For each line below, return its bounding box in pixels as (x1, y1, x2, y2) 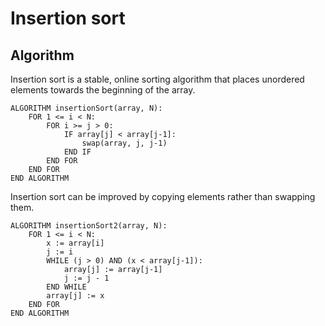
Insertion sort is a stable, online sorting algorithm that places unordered (10, 73, 305, 85)
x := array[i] (46, 238, 105, 248)
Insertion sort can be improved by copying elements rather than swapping (10, 191, 316, 202)
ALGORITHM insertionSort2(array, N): (10, 221, 168, 231)
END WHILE (46, 282, 87, 292)
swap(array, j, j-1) (81, 138, 168, 148)
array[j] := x (46, 291, 105, 301)
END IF (63, 147, 92, 157)
